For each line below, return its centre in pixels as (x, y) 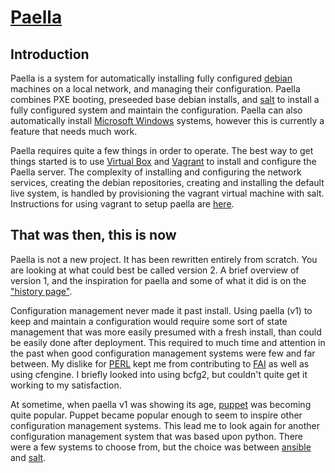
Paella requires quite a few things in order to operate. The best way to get (162, 150)
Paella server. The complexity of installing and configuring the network (156, 172)
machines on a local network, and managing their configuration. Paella (155, 89)
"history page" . (41, 291)
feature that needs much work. (74, 131)
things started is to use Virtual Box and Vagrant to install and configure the (163, 161)
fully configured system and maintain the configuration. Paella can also (156, 110)
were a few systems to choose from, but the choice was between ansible (161, 447)
